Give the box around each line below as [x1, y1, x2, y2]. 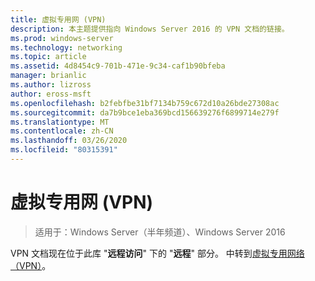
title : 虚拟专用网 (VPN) [10, 14, 107, 25]
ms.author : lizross [10, 80, 92, 90]
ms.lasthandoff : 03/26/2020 [10, 136, 128, 146]
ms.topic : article [10, 52, 87, 62]
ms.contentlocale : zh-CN [10, 126, 114, 136]
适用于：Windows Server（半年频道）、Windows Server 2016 [34, 226, 286, 238]
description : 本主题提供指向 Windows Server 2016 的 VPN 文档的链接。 [10, 24, 290, 34]
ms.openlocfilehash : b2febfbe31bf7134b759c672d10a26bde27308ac [10, 98, 280, 108]
